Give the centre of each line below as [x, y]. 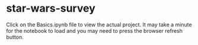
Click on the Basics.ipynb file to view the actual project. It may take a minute [99, 25]
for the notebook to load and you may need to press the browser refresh [94, 30]
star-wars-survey [51, 8]
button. [15, 37]
